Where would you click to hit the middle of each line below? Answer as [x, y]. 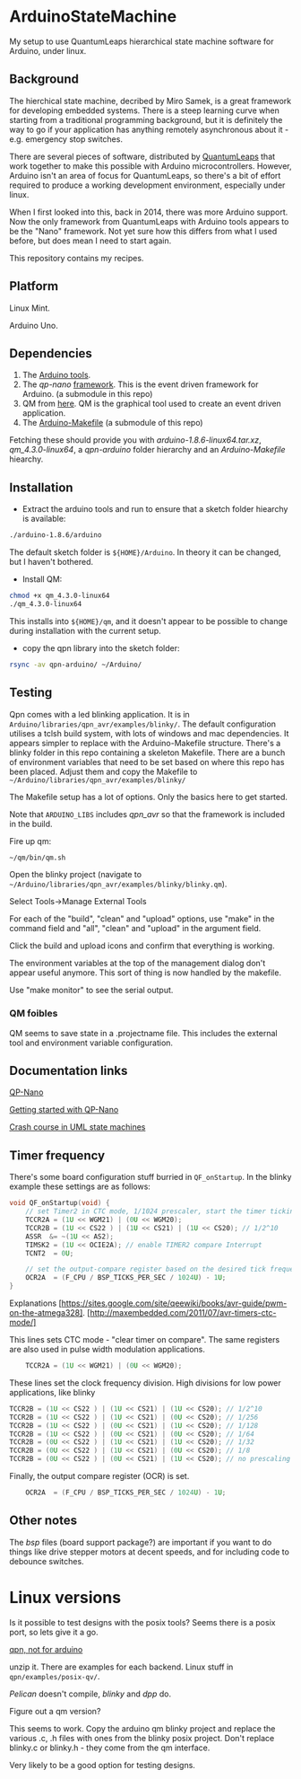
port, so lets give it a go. [54, 1632]
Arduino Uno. [34, 325]
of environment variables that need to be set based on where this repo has [147, 762]
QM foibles [34, 1014]
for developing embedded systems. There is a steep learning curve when [144, 110]
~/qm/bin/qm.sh [38, 858]
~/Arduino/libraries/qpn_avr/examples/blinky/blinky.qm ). [118, 884]
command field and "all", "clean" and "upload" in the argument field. [135, 929]
